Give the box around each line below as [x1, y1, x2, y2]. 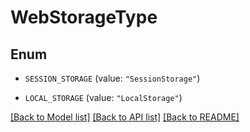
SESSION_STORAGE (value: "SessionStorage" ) [24, 72, 201, 84]
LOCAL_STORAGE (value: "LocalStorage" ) [24, 92, 183, 103]
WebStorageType [10, 6, 158, 29]
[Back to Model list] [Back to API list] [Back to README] [10, 111, 240, 123]
